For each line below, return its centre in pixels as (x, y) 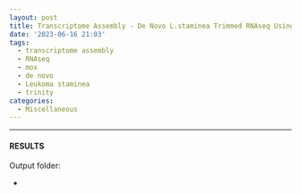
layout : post (34, 17)
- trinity (35, 92)
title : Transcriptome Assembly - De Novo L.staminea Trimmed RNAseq (140, 26)
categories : (31, 101)
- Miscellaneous (47, 109)
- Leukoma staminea (54, 84)
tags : (19, 42)
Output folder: (35, 165)
